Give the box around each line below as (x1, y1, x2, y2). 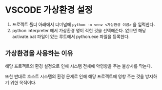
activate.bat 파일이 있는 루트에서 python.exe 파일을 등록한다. (12, 34, 130, 39)
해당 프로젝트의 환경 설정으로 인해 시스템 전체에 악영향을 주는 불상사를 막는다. (5, 63, 152, 69)
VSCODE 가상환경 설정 (5, 4, 93, 16)
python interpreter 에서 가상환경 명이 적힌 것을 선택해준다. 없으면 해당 (12, 27, 146, 33)
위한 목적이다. (10, 79, 37, 85)
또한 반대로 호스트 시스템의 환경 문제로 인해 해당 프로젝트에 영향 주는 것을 (5, 73, 144, 79)
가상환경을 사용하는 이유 (5, 49, 73, 57)
